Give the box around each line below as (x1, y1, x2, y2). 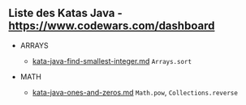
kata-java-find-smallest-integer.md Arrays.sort (32, 56, 192, 65)
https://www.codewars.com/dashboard (8, 19, 215, 33)
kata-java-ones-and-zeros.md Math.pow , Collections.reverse (32, 87, 238, 97)
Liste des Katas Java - (8, 6, 123, 20)
